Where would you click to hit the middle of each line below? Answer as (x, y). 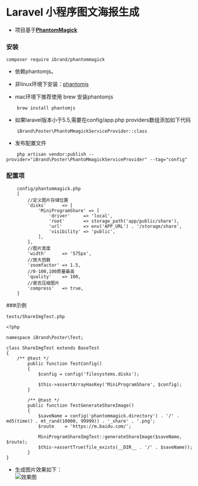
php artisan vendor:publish (51, 155)
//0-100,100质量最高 (51, 271)
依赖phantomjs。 (35, 72)
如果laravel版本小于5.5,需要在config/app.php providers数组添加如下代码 (103, 120)
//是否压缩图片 (43, 283)
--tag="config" (168, 160)
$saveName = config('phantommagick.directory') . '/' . (109, 416)
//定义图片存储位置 (48, 200)
